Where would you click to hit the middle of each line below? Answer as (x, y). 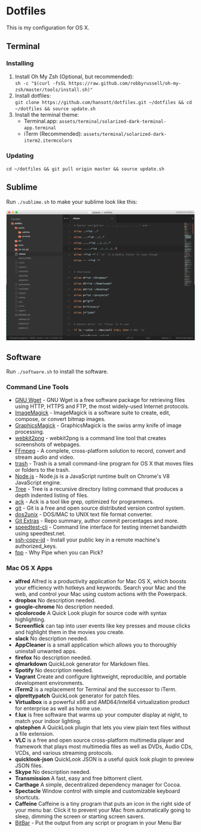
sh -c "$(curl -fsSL (40, 83)
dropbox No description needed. (55, 600)
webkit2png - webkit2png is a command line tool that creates (90, 438)
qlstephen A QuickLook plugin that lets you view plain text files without (103, 727)
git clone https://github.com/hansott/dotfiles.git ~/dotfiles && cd (103, 102)
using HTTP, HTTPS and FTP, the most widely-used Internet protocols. (102, 406)
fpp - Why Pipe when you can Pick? (59, 553)
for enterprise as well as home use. (58, 708)
